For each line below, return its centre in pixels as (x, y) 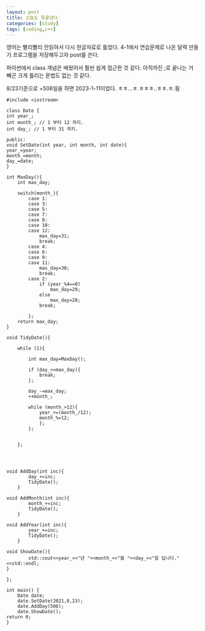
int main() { (23, 591)
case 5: (38, 209)
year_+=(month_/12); (65, 413)
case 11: (39, 263)
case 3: (38, 204)
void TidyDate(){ (28, 338)
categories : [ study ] (33, 23)
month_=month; (24, 156)
